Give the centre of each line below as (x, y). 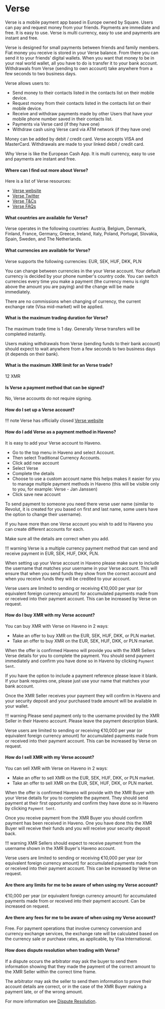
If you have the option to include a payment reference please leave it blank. (82, 676)
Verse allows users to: (28, 83)
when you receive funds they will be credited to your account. (68, 579)
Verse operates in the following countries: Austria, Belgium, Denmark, (76, 228)
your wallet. (17, 706)
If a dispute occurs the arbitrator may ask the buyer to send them (71, 961)
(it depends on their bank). (32, 354)
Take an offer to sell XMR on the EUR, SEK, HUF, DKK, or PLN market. (83, 783)
